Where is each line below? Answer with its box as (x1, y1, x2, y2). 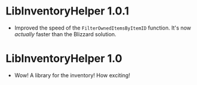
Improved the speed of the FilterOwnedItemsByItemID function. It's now (14, 24, 192, 31)
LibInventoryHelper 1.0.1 (5, 4, 130, 18)
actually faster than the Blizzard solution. (14, 30, 117, 37)
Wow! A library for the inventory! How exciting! (14, 71, 131, 79)
